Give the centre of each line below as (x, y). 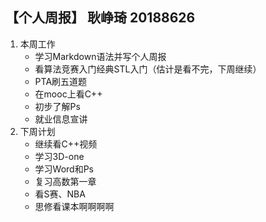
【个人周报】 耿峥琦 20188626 (100, 18)
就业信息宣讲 (61, 119)
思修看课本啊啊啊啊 (74, 206)
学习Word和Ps (64, 169)
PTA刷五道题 (61, 81)
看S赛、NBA (60, 194)
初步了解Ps (57, 106)
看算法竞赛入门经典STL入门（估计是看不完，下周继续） (148, 69)
